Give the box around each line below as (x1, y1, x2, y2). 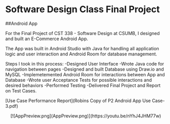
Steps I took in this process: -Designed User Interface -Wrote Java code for (5, 60, 164, 67)
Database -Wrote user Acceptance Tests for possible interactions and (5, 77, 152, 83)
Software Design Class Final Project (5, 4, 160, 15)
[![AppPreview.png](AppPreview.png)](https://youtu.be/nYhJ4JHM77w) (10, 113, 161, 119)
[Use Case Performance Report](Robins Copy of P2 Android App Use (5, 98, 151, 104)
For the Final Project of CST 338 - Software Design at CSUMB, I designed (5, 30, 160, 36)
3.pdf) (5, 103, 18, 109)
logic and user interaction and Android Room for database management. (5, 51, 157, 57)
